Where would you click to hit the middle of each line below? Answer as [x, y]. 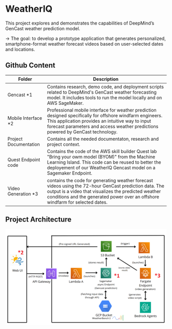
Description [106, 79]
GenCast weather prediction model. [43, 28]
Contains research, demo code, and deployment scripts [105, 86]
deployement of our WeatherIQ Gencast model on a [101, 168]
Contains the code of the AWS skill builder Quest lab [102, 151]
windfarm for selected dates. [77, 202]
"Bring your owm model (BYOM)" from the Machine [101, 157]
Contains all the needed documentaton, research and [103, 139]
